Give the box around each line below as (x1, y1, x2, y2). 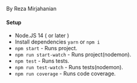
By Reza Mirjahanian (6, 5, 57, 12)
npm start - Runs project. (14, 45, 78, 52)
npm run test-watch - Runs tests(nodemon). (14, 64, 124, 71)
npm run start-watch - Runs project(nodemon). (14, 51, 132, 59)
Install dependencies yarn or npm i (14, 38, 101, 45)
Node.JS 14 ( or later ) (14, 32, 69, 39)
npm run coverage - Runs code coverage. (14, 70, 116, 77)
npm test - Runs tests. (14, 57, 70, 64)
